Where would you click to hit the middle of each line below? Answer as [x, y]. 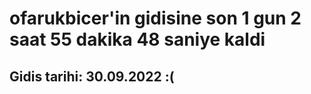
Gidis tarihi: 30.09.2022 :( [92, 76]
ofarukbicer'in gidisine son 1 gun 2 [155, 18]
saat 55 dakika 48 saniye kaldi [137, 39]
